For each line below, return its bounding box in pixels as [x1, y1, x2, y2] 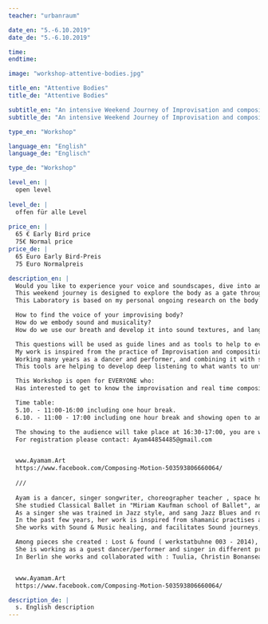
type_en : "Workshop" [8, 128, 77, 136]
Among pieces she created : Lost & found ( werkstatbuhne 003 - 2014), [15, 538, 259, 547]
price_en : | [8, 223, 48, 231]
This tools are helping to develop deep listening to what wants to [15, 362, 248, 371]
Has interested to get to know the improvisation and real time [15, 385, 234, 393]
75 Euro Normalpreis [15, 260, 84, 268]
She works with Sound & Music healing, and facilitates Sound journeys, [15, 523, 262, 531]
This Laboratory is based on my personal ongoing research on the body [15, 297, 259, 305]
